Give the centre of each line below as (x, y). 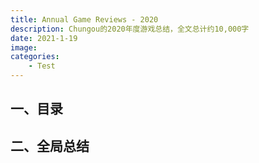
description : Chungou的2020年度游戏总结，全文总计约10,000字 (130, 29)
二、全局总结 (50, 146)
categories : (35, 57)
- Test (42, 66)
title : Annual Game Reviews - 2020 (84, 19)
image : (24, 47)
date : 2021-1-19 (44, 38)
